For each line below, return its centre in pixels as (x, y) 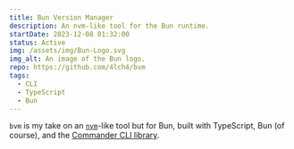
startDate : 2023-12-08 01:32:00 (69, 34)
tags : (19, 76)
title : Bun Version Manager (62, 17)
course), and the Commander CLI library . (84, 136)
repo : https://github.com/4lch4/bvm (77, 68)
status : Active (38, 42)
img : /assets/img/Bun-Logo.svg (67, 51)
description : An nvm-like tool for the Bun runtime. (109, 26)
